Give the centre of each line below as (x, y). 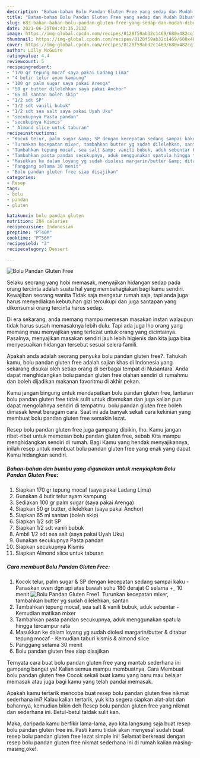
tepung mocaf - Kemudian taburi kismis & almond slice (82, 639)
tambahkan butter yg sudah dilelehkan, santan (72, 600)
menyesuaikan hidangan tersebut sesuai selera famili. (72, 345)
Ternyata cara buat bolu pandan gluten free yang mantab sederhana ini (94, 663)
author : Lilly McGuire (35, 51)
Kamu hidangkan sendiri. (37, 455)
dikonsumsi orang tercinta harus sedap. (55, 308)
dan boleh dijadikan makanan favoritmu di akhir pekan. (74, 382)
